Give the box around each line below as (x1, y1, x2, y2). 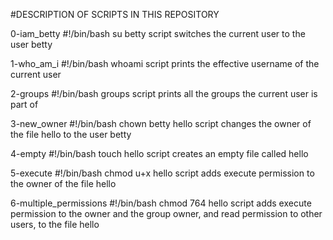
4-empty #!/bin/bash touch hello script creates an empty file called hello (10, 148, 309, 159)
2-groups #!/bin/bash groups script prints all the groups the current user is (10, 88, 318, 99)
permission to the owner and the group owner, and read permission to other (10, 208, 323, 219)
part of (10, 99, 39, 110)
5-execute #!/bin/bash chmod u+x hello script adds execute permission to (10, 167, 315, 179)
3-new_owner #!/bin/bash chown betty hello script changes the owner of (10, 118, 312, 129)
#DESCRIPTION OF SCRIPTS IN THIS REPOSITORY (10, 9, 220, 20)
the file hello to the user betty (10, 129, 132, 140)
